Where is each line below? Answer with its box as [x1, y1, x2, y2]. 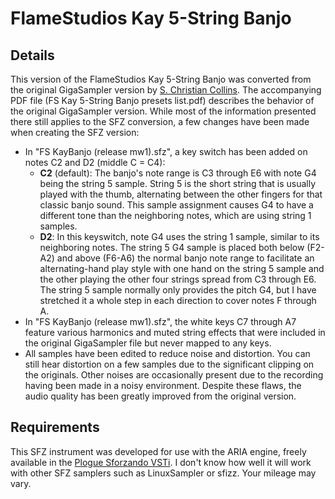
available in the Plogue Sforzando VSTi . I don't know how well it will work [10, 456, 312, 468]
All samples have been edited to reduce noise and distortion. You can [24, 348, 311, 359]
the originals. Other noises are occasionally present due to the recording [24, 369, 324, 381]
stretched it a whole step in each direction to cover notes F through [39, 295, 317, 306]
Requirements [10, 419, 100, 436]
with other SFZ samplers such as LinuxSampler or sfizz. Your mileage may [10, 467, 317, 479]
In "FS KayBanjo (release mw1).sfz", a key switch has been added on [24, 146, 308, 157]
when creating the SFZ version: [10, 127, 140, 138]
